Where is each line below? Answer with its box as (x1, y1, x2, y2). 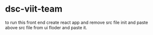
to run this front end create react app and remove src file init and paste (5, 19, 148, 25)
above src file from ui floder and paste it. (5, 24, 87, 30)
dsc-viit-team (5, 3, 63, 15)
